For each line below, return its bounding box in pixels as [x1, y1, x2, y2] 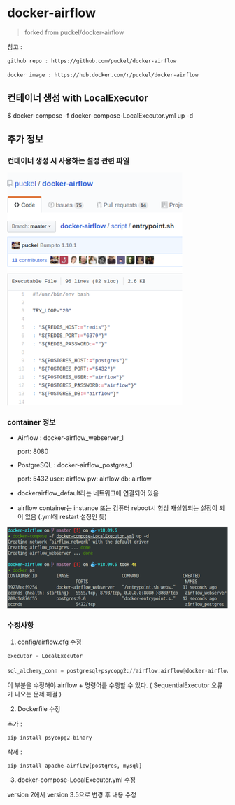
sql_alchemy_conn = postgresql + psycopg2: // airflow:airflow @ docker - [7, 668, 208, 675]
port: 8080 [17, 447, 49, 456]
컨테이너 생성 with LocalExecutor [7, 92, 148, 104]
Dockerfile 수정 [17, 704, 61, 713]
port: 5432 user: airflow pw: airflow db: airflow [17, 474, 152, 483]
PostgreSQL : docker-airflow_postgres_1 [17, 461, 133, 469]
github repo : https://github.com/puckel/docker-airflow [7, 57, 177, 64]
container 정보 [7, 417, 56, 427]
